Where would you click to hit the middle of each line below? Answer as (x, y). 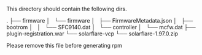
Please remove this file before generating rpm (64, 46)
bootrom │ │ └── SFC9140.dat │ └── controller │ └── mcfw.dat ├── (101, 27)
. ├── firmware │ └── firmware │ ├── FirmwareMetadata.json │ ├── (100, 20)
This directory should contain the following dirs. (67, 9)
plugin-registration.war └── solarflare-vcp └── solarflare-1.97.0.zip (92, 34)
